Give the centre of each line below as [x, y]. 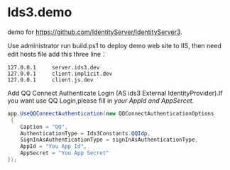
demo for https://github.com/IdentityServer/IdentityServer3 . [95, 32]
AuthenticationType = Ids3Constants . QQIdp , [86, 133]
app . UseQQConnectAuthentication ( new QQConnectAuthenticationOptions [111, 113]
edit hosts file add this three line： [57, 54]
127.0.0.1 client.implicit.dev [60, 74]
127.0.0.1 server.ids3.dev [54, 67]
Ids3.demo [40, 12]
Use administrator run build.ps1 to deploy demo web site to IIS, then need [114, 45]
